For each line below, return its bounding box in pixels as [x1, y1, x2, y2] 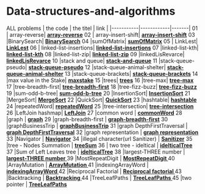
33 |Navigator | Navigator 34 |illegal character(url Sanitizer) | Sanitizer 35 [6, 135, 193, 142]
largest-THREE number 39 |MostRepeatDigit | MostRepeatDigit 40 [6, 154, 175, 162]
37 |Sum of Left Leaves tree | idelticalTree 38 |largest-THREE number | [6, 148, 185, 155]
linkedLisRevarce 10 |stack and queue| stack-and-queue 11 [6, 57, 157, 64]
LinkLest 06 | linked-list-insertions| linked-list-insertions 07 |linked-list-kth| [6, 44, 199, 51]
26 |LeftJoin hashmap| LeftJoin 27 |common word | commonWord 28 [6, 109, 182, 116]
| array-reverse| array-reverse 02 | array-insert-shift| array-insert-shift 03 [6, 31, 195, 38]
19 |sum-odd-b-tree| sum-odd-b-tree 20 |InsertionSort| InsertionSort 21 [6, 89, 190, 97]
